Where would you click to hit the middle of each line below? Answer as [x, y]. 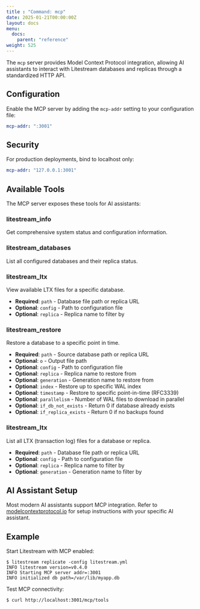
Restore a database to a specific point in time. [63, 343]
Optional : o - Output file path [51, 361]
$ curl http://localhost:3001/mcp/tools [58, 600]
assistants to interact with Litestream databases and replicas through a [94, 69]
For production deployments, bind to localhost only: [70, 159]
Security [23, 145]
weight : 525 [21, 46]
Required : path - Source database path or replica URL [82, 354]
